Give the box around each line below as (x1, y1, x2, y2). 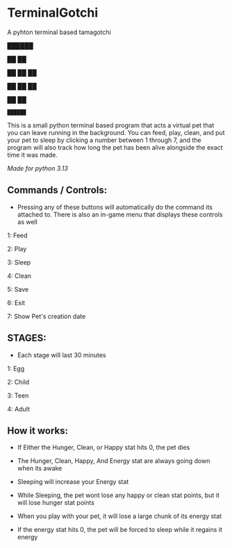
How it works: (7, 425, 68, 437)
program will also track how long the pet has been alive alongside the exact (7, 143, 224, 151)
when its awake (17, 464, 63, 473)
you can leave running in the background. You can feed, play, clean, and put (7, 128, 225, 136)
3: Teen (7, 391, 29, 400)
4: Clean (7, 272, 32, 280)
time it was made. (7, 150, 58, 159)
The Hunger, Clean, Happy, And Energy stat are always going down (17, 457, 210, 465)
